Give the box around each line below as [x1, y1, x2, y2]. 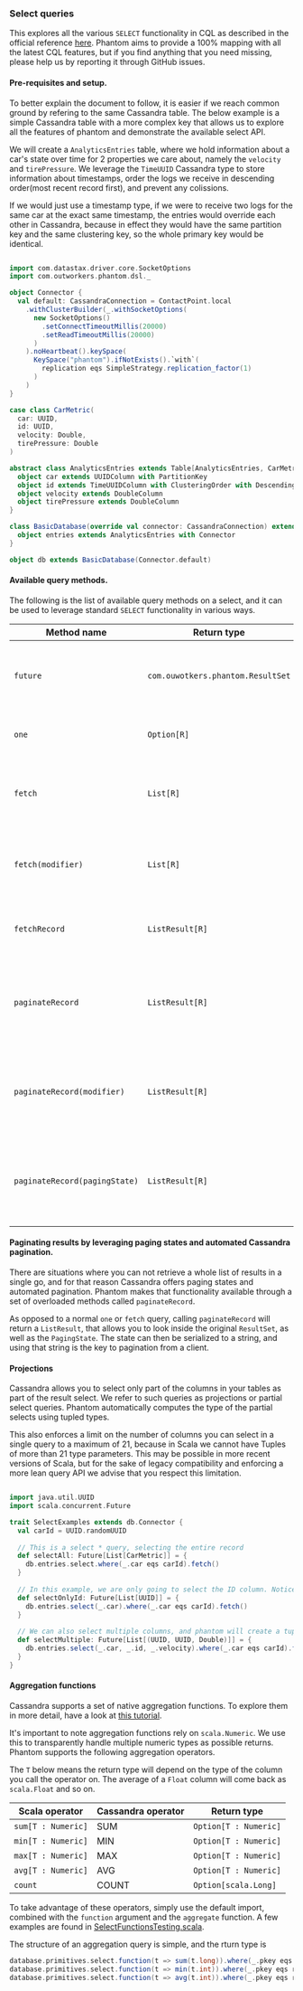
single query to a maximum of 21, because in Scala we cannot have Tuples [9, 1439, 287, 1449]
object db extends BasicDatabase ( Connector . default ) [9, 555, 212, 564]
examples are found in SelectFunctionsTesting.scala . [9, 1920, 205, 1932]
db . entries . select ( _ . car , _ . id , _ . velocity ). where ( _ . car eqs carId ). [25, 1644, 293, 1653]
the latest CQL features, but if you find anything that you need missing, [9, 47, 272, 58]
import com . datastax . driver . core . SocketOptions [9, 263, 192, 273]
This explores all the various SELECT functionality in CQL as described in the [9, 28, 289, 39]
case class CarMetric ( [9, 405, 95, 414]
